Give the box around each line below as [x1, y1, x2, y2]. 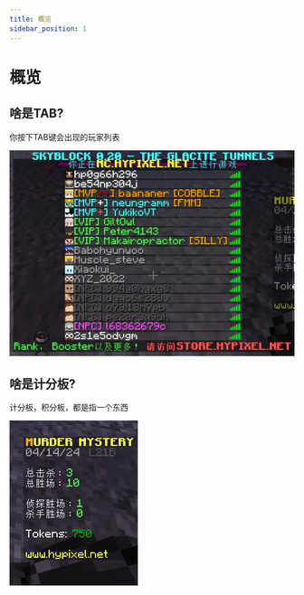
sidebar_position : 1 [9, 24, 88, 33]
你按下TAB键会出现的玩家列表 [9, 131, 120, 142]
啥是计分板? [9, 376, 76, 392]
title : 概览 [9, 14, 52, 24]
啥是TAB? [9, 106, 64, 121]
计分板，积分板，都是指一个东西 [9, 401, 128, 412]
